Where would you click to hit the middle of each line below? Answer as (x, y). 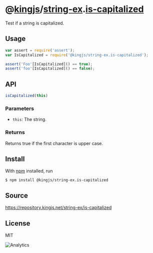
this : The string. (29, 119)
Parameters (19, 108)
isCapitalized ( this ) (27, 96)
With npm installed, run (29, 171)
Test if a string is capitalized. (35, 23)
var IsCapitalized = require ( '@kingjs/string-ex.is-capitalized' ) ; (77, 55)
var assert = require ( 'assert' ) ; (40, 50)
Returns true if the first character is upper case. (54, 143)
